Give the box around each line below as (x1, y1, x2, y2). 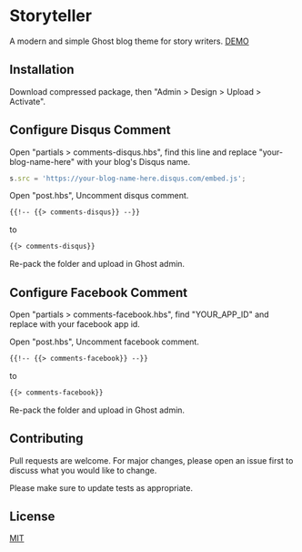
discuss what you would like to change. (9, 465, 157, 475)
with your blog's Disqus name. (76, 156, 191, 167)
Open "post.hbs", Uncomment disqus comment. (9, 190, 189, 201)
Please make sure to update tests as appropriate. (9, 482, 194, 493)
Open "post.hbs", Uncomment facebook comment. (9, 336, 200, 347)
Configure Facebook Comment (9, 284, 188, 301)
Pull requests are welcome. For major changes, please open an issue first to (9, 455, 294, 465)
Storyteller (9, 5, 93, 26)
